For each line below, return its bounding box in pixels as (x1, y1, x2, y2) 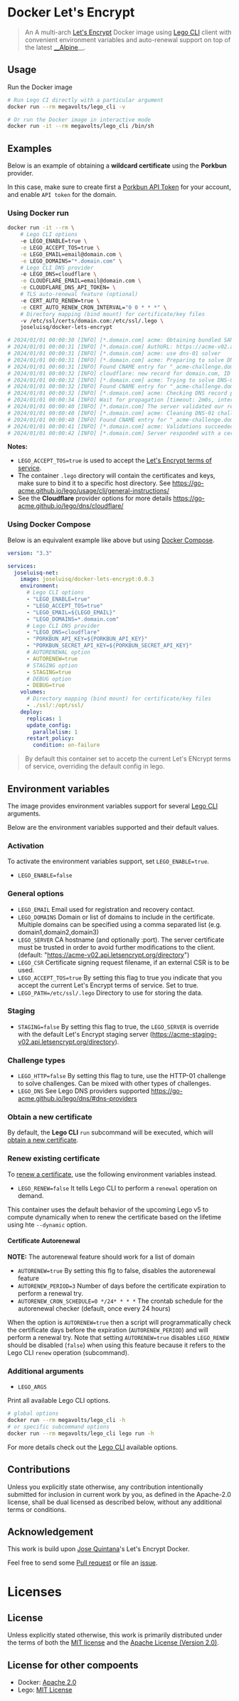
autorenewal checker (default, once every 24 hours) (17, 1304, 171, 1313)
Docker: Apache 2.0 (17, 1678, 77, 1687)
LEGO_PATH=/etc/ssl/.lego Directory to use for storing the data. (17, 988, 203, 997)
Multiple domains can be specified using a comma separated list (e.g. (17, 920, 222, 928)
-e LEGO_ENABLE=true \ (20, 238, 87, 245)
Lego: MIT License (17, 1685, 73, 1695)
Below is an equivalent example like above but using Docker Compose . (7, 536, 215, 544)
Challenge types (7, 1055, 65, 1065)
